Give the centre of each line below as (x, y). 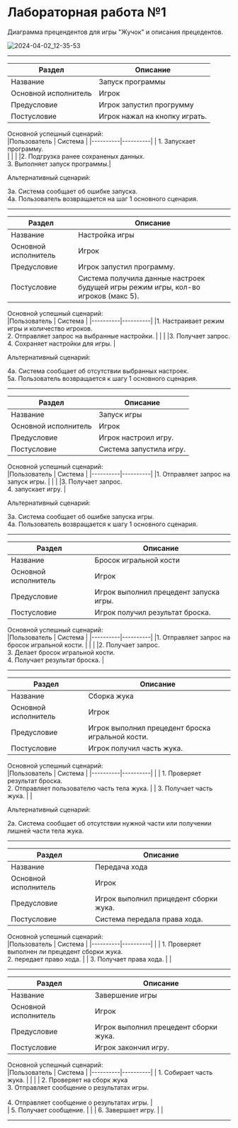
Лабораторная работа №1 (87, 12)
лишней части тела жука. (46, 831)
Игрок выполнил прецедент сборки (156, 1027)
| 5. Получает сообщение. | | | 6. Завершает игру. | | (85, 1110)
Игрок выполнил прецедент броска (149, 728)
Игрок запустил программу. (126, 266)
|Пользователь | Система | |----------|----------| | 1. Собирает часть (110, 1072)
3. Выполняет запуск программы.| (59, 164)
